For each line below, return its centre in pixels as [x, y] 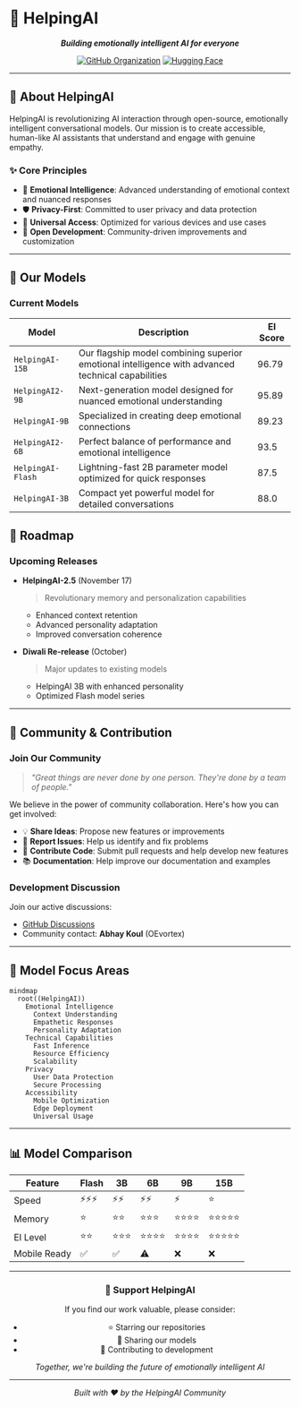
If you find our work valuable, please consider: [150, 1309]
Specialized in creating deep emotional [160, 416]
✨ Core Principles [48, 170]
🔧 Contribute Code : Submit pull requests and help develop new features [155, 851]
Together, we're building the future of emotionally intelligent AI [150, 1367]
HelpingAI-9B [42, 421]
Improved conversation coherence [99, 634]
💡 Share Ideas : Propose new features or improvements [123, 831]
